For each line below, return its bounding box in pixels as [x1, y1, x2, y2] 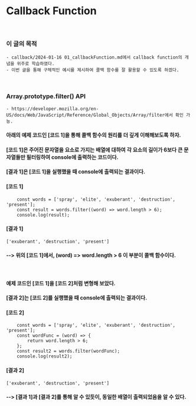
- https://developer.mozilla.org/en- [6, 105, 99, 112]
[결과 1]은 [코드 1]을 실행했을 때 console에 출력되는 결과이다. [6, 168, 146, 175]
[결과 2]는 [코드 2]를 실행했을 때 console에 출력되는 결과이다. [6, 294, 148, 301]
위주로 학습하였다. [17, 61, 55, 67]
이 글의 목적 [6, 40, 37, 48]
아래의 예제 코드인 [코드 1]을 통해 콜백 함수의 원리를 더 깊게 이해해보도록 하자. [6, 131, 181, 138]
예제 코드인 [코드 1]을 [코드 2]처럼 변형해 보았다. [6, 279, 116, 286]
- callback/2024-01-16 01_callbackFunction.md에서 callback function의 [6, 54, 182, 60]
